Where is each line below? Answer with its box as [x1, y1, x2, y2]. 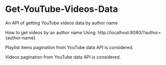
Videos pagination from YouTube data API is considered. [5, 54, 121, 60]
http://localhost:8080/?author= [97, 29, 162, 35]
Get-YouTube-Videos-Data [5, 3, 118, 15]
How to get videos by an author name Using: [5, 29, 97, 35]
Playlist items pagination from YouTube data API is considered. [5, 44, 134, 50]
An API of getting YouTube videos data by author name [5, 20, 118, 26]
